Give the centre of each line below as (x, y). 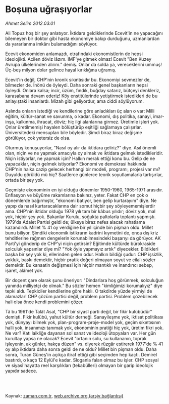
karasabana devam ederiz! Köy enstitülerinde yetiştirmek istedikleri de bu (81, 96)
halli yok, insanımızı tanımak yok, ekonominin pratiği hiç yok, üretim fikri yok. (84, 328)
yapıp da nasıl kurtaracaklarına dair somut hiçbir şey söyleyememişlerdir (80, 206)
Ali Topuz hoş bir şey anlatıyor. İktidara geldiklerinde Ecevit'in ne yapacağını (84, 33)
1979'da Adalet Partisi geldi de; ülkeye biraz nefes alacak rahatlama (75, 222)
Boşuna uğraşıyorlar (49, 9)
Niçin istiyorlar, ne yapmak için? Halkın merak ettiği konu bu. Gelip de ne (80, 158)
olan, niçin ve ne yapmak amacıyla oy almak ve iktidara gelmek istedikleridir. (84, 153)
